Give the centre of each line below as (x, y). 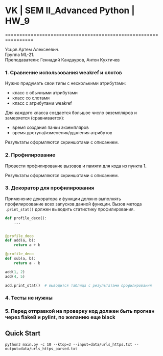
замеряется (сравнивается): (35, 118)
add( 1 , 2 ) (15, 272)
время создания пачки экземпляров (50, 127)
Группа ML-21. (20, 55)
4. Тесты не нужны (29, 298)
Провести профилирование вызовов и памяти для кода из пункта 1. (76, 166)
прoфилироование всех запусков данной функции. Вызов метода (73, 204)
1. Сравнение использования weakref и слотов (64, 72)
